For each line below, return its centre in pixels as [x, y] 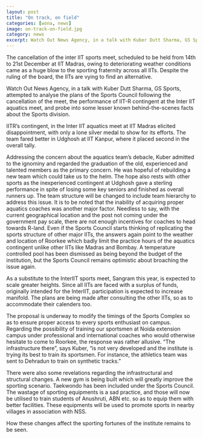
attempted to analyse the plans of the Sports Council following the [89, 95]
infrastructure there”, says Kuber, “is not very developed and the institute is [100, 348]
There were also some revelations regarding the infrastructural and [90, 373]
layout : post [23, 12]
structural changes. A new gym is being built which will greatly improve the [100, 379]
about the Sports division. [38, 114]
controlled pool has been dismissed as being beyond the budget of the [94, 254]
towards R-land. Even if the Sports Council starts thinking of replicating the [99, 228]
